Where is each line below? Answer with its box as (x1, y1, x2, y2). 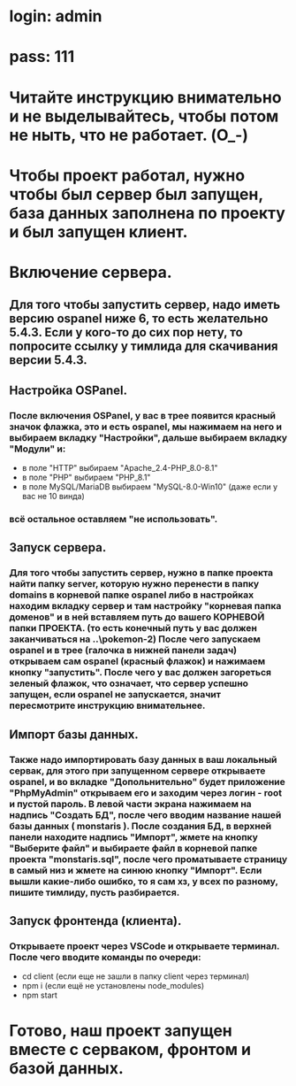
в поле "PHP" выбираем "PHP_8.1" (21, 472, 151, 483)
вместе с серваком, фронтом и (9, 1040, 252, 1059)
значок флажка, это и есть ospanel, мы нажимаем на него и (9, 420, 283, 433)
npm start (21, 990, 57, 1001)
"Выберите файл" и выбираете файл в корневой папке (9, 842, 258, 854)
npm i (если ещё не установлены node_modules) (21, 981, 205, 991)
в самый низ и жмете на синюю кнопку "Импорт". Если (9, 864, 262, 876)
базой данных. (9, 1059, 124, 1079)
